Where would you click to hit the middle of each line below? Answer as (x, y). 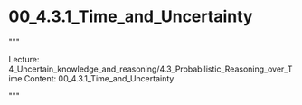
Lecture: (24, 59)
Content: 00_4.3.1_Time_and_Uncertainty (99, 78)
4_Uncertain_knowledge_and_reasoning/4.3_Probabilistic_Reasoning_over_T (151, 69)
